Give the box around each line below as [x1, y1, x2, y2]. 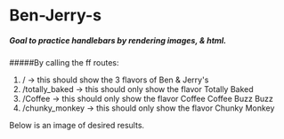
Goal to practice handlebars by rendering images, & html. [9, 35, 227, 45]
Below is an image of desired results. [9, 120, 145, 131]
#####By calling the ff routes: [9, 58, 119, 68]
